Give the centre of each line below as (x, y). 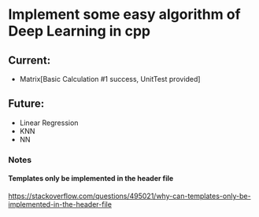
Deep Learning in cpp (80, 31)
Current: (30, 60)
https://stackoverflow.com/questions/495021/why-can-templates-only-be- (129, 196)
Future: (26, 104)
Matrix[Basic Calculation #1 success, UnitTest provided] (110, 79)
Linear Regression (49, 123)
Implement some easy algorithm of (125, 15)
